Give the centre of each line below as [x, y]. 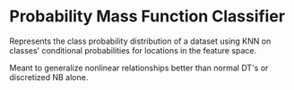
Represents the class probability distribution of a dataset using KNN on [140, 41]
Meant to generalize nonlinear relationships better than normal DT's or [139, 68]
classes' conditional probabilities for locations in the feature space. [133, 50]
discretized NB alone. [49, 77]
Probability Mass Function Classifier [147, 16]
